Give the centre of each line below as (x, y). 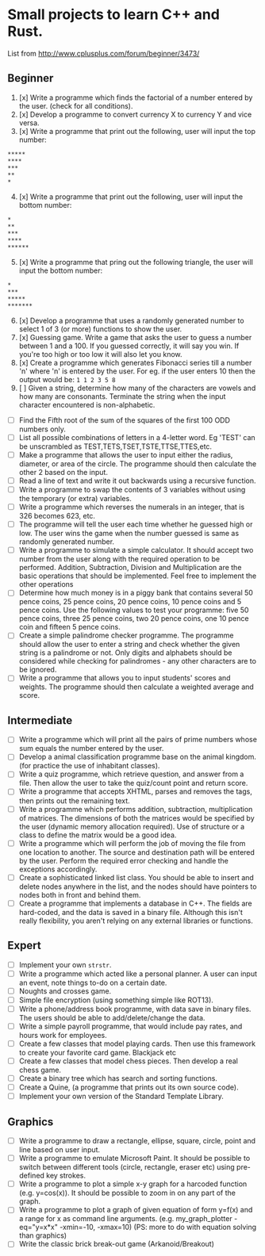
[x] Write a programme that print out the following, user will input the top (137, 131)
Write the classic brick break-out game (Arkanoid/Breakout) (117, 1244)
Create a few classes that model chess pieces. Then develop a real (129, 1061)
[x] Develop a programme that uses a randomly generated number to (131, 320)
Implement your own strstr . (65, 964)
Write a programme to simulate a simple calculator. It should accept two (136, 550)
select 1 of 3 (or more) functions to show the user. (100, 329)
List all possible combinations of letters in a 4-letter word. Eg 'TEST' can (137, 437)
